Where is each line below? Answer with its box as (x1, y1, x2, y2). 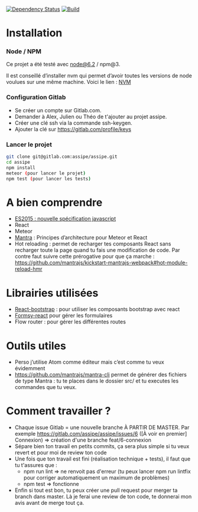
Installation (6, 27, 63, 40)
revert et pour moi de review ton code (14, 449, 107, 456)
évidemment (14, 365, 46, 372)
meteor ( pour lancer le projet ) (6, 170, 86, 176)
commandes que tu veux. (14, 384, 77, 391)
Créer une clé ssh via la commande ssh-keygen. (14, 119, 133, 127)
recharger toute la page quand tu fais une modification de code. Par (14, 247, 180, 254)
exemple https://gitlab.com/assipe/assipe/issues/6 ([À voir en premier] (14, 430, 187, 438)
